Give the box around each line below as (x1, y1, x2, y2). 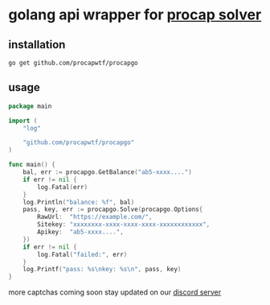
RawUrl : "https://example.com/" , (37, 213, 153, 221)
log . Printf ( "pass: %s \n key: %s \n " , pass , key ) (22, 266, 182, 274)
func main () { (8, 161, 56, 169)
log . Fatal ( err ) (37, 183, 88, 191)
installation (8, 38, 66, 52)
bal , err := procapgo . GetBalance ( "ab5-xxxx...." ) (22, 168, 193, 176)
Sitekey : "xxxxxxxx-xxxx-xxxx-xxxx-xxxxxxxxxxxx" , (37, 221, 211, 229)
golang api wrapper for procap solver (8, 6, 262, 24)
